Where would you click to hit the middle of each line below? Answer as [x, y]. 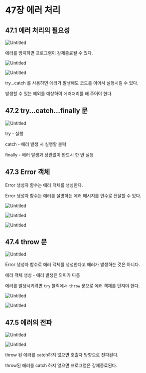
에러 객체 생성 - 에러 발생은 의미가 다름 [43, 275]
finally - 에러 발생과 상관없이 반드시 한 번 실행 [49, 154]
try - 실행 [14, 133]
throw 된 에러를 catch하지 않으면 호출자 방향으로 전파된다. [62, 355]
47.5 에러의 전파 [29, 322]
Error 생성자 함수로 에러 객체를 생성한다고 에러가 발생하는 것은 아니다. [73, 264]
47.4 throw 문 [26, 242]
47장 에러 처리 [33, 10]
